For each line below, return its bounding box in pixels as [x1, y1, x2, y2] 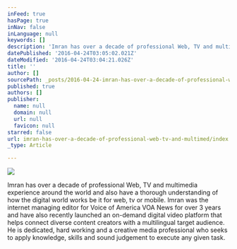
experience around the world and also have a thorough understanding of [7, 188, 219, 197]
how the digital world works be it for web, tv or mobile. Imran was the [7, 196, 209, 204]
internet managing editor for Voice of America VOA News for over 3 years [7, 203, 221, 212]
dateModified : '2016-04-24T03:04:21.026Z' [7, 57, 134, 64]
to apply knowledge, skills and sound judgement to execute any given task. [7, 233, 226, 242]
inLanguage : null [7, 30, 59, 37]
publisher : [7, 96, 39, 103]
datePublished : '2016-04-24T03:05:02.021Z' [7, 50, 138, 57]
